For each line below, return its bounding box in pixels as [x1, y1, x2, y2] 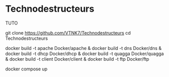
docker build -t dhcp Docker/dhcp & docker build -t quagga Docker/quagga [5, 50, 164, 57]
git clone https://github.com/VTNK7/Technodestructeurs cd [5, 30, 131, 36]
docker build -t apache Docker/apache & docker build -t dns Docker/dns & [5, 45, 162, 51]
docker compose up [5, 66, 47, 72]
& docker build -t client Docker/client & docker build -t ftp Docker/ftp [5, 56, 150, 62]
